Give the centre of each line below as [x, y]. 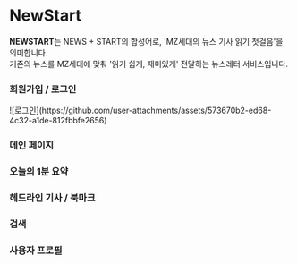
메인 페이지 [32, 146]
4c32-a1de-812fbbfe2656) [58, 121]
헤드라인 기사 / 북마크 [52, 198]
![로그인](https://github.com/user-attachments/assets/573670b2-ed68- [140, 111]
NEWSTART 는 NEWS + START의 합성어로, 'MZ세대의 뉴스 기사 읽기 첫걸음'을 [146, 41]
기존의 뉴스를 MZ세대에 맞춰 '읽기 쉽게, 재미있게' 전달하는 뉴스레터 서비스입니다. [149, 64]
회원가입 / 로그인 [43, 89]
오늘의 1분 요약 [39, 172]
